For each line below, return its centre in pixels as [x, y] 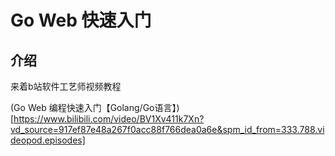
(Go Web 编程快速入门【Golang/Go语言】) [95, 107]
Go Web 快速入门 [81, 20]
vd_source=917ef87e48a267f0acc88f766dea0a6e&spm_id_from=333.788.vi [167, 129]
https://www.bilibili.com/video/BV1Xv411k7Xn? [109, 119]
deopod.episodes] [48, 140]
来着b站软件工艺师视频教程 [66, 86]
